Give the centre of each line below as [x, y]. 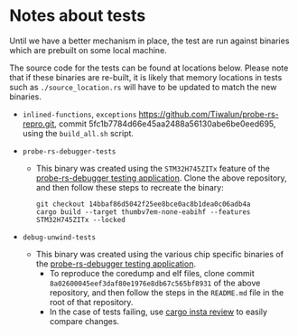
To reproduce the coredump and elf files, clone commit [152, 273]
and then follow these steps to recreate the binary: [130, 187]
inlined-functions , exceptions [79, 114]
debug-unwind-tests [59, 237]
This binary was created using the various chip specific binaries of [160, 254]
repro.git [38, 124]
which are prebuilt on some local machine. [88, 50]
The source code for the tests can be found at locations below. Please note [149, 68]
